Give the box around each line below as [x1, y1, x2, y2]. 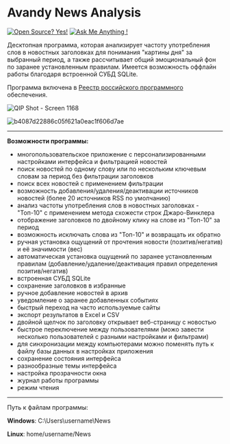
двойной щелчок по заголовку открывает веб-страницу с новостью [16, 318, 217, 326]
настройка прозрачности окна [16, 369, 107, 377]
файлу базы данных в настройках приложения [16, 347, 154, 355]
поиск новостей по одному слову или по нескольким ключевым [16, 165, 207, 173]
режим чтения [16, 383, 60, 392]
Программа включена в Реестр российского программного [7, 83, 183, 91]
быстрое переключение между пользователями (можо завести [16, 325, 204, 334]
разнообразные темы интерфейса [16, 362, 117, 370]
